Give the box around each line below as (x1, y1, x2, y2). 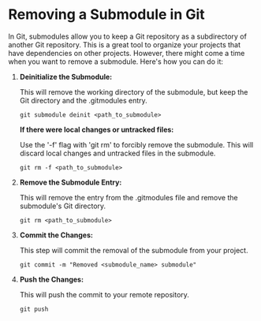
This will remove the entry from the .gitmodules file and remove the (19, 192, 238, 202)
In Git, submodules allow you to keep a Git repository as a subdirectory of (8, 32, 247, 41)
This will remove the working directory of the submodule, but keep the (19, 87, 248, 96)
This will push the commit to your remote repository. (19, 289, 189, 299)
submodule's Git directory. (19, 201, 106, 211)
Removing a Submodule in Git (8, 6, 205, 24)
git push (19, 305, 49, 313)
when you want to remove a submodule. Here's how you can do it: (8, 57, 223, 66)
